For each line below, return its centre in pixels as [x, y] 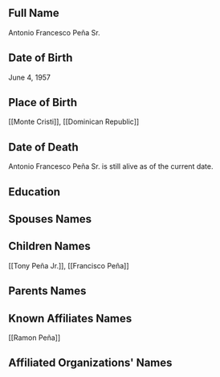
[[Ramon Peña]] [35, 338]
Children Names [49, 246]
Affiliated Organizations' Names [90, 363]
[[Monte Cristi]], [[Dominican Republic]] [74, 122]
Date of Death [43, 147]
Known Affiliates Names [70, 318]
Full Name [34, 13]
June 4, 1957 [29, 77]
